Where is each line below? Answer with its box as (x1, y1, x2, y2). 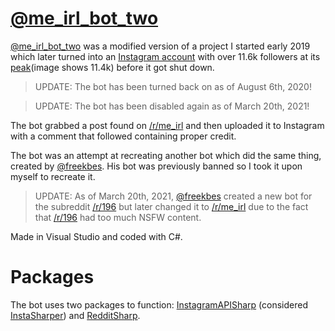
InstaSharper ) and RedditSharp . (10, 309, 141, 321)
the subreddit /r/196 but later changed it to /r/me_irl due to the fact (34, 200, 309, 212)
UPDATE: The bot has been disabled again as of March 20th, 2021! (34, 100, 310, 112)
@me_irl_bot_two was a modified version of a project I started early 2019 (10, 40, 311, 52)
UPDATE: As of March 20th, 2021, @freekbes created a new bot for (34, 190, 313, 202)
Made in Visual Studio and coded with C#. (10, 230, 183, 242)
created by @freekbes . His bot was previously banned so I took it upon (10, 160, 303, 172)
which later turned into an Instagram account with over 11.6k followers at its (10, 50, 321, 62)
